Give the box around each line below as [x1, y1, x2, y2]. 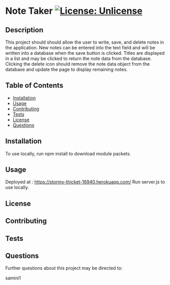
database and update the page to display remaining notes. [5, 67, 128, 72]
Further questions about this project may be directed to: [5, 265, 123, 271]
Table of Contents [5, 81, 64, 90]
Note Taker [5, 5, 53, 17]
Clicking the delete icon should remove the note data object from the [5, 61, 150, 67]
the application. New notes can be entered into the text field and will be [5, 45, 156, 51]
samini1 [5, 275, 21, 281]
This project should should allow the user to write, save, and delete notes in [5, 39, 164, 45]
